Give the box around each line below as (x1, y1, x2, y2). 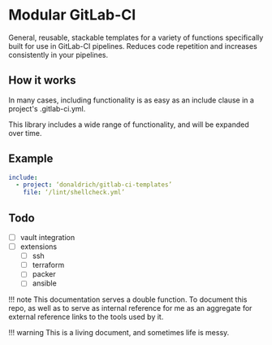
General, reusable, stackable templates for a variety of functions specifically (8, 33, 264, 42)
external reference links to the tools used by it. (8, 312, 164, 322)
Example (8, 152, 54, 166)
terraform (32, 260, 65, 270)
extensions (19, 242, 58, 251)
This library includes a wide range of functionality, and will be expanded (8, 120, 249, 129)
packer (32, 269, 56, 279)
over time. (8, 128, 42, 138)
